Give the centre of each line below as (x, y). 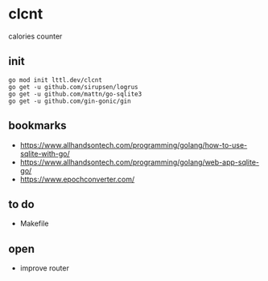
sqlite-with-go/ (45, 153)
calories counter (35, 36)
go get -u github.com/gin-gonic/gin (70, 101)
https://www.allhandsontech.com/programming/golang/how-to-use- (134, 145)
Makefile (34, 224)
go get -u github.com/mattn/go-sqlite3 (75, 94)
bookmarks (37, 126)
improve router (45, 268)
